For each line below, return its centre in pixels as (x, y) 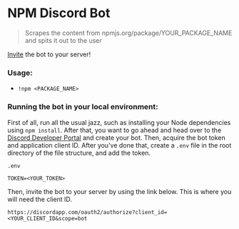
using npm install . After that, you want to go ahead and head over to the (115, 130)
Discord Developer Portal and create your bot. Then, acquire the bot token (117, 138)
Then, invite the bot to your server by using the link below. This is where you (119, 191)
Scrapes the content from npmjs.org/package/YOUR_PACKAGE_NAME (128, 33)
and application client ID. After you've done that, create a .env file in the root (119, 145)
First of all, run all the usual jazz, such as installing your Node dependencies (119, 122)
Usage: (20, 73)
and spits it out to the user (63, 40)
